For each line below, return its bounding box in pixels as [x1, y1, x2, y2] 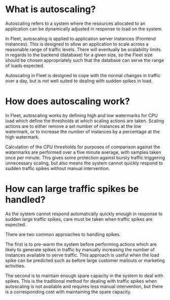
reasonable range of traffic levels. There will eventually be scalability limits [5, 46, 161, 52]
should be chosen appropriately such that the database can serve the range [5, 57, 164, 63]
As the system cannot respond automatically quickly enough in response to [5, 211, 163, 217]
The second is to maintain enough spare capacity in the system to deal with [5, 273, 163, 279]
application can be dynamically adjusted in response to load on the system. [5, 25, 163, 31]
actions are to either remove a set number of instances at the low [5, 123, 142, 129]
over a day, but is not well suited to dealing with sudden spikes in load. [5, 78, 153, 84]
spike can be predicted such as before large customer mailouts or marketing [5, 257, 165, 263]
